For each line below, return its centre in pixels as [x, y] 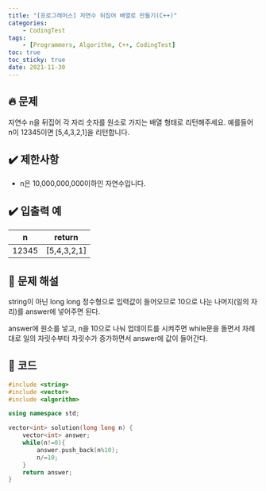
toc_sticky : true [37, 60]
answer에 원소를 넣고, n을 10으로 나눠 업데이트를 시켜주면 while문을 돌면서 [124, 328]
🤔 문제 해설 [34, 281]
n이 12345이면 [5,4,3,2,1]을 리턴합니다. [69, 132]
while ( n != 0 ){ [44, 443]
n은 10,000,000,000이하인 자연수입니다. [83, 184]
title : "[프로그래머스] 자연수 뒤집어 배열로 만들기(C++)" [93, 15]
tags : [17, 38]
